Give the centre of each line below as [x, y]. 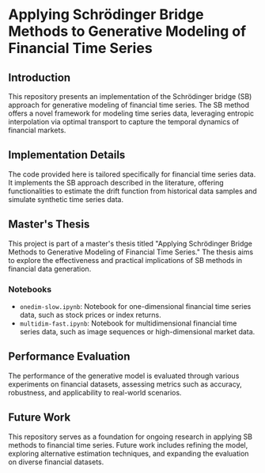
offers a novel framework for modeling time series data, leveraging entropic [131, 113]
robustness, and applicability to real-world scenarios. [95, 392]
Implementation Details [67, 155]
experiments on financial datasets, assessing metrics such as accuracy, [125, 384]
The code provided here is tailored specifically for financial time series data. [132, 174]
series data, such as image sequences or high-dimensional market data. [137, 331]
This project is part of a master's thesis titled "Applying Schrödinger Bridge [131, 243]
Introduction [40, 77]
